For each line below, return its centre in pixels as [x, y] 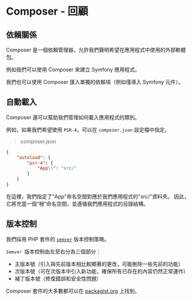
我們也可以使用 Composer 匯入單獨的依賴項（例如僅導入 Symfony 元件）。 [95, 82]
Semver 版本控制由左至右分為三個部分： [54, 252]
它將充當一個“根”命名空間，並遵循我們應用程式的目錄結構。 [77, 204]
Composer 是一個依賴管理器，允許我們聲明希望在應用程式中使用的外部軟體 [96, 50]
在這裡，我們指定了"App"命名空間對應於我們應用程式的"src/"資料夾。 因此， [98, 196]
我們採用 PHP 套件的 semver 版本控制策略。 [58, 239]
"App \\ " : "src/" [57, 168]
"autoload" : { [34, 158]
